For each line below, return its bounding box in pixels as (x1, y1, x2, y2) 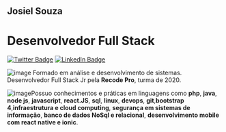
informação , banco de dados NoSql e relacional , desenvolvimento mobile (7, 111, 220, 119)
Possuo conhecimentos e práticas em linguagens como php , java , (31, 89, 217, 98)
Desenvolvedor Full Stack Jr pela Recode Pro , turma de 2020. (7, 76, 182, 84)
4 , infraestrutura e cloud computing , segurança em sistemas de (7, 104, 190, 112)
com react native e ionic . (7, 118, 79, 127)
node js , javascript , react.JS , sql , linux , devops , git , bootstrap (7, 96, 184, 105)
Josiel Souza (7, 5, 63, 17)
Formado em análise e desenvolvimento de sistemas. (33, 68, 182, 77)
